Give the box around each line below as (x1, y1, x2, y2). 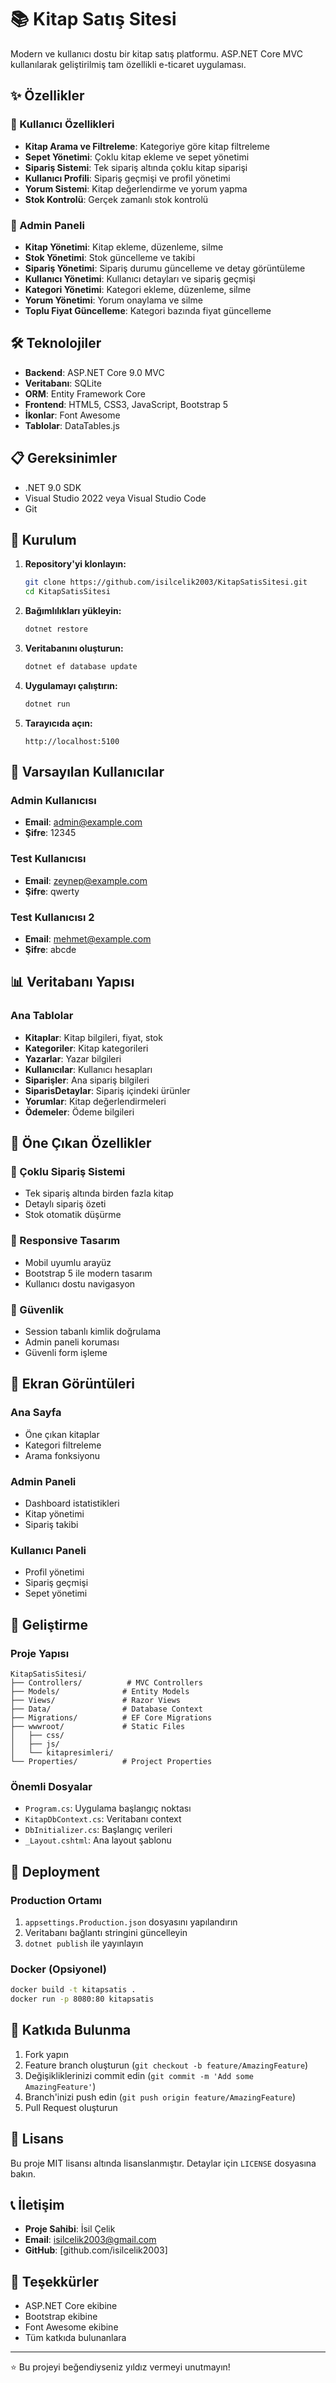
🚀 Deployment (10, 1863, 100, 1880)
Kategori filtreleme (24, 1439, 102, 1451)
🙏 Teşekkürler (10, 2273, 99, 2290)
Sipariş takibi (24, 1518, 79, 1530)
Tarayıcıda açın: (24, 717, 93, 729)
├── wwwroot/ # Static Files (10, 1721, 186, 1731)
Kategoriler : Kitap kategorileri (24, 1042, 149, 1054)
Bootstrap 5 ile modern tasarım (24, 1267, 153, 1279)
